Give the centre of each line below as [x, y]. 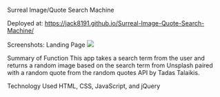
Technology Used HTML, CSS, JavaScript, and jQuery [84, 86]
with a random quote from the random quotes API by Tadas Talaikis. [103, 73]
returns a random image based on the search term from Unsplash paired [110, 65]
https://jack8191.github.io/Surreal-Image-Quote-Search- [124, 23]
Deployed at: [25, 23]
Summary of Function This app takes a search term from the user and [106, 58]
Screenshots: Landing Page [46, 45]
